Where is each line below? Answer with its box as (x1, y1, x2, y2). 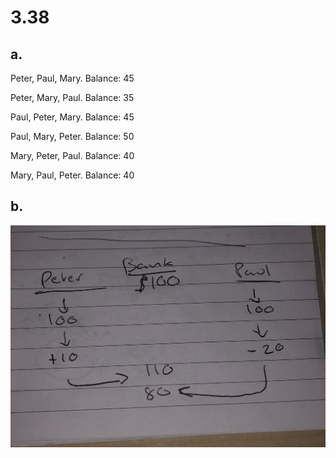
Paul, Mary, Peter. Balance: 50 (10, 131, 135, 142)
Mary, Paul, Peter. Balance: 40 (10, 169, 135, 181)
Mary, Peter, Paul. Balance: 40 (10, 150, 135, 161)
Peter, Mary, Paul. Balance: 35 (10, 92, 135, 103)
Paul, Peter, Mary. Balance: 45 (10, 111, 135, 123)
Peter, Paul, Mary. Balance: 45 (10, 72, 135, 84)
